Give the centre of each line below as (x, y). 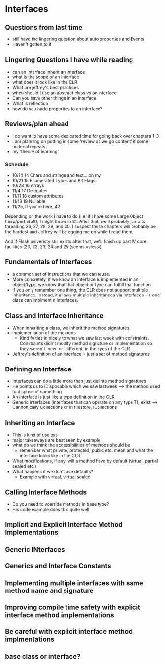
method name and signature (49, 590)
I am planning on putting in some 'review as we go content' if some (80, 141)
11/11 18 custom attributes (38, 196)
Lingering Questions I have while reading (69, 60)
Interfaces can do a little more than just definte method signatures (79, 381)
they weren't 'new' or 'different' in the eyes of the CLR (75, 348)
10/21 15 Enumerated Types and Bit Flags (54, 180)
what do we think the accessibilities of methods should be (71, 445)
